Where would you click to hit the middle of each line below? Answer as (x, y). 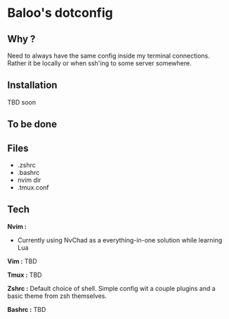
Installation (32, 85)
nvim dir (29, 180)
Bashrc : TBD (27, 309)
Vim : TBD (22, 261)
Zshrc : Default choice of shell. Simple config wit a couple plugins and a (111, 288)
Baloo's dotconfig (60, 13)
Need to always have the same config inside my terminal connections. (109, 56)
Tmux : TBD (25, 275)
